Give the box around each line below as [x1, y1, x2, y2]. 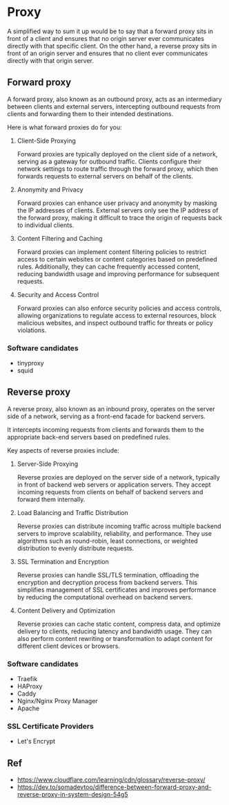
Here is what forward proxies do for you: [7, 123, 122, 132]
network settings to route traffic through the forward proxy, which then [17, 164, 219, 173]
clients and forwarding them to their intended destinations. [7, 109, 174, 118]
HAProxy [17, 682, 43, 691]
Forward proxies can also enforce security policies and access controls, [17, 304, 222, 312]
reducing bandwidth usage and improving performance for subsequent [17, 269, 219, 278]
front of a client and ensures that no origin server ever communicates [7, 34, 205, 42]
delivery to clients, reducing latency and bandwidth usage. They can [17, 627, 212, 635]
